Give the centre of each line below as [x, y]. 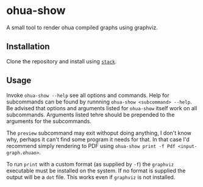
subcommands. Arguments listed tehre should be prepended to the [91, 115]
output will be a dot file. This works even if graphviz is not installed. [91, 177]
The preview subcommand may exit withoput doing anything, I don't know [99, 133]
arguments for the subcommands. [49, 121]
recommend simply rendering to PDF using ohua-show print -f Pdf [91, 146]
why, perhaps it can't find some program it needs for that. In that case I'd [98, 139]
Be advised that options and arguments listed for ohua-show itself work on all [102, 108]
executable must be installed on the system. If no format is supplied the [96, 171]
